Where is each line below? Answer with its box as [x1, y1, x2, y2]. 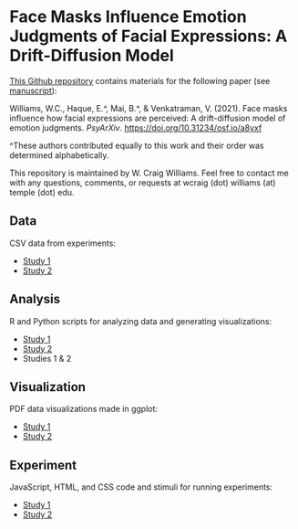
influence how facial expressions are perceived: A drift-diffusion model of [9, 112, 286, 123]
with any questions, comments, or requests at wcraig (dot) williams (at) [9, 176, 276, 188]
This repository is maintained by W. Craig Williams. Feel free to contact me [9, 167, 289, 178]
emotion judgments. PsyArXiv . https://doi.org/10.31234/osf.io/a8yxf [9, 122, 262, 133]
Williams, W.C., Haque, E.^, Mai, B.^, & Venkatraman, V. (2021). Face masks [9, 102, 288, 113]
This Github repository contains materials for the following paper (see [9, 75, 271, 86]
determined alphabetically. [9, 149, 109, 161]
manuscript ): [9, 85, 57, 96]
